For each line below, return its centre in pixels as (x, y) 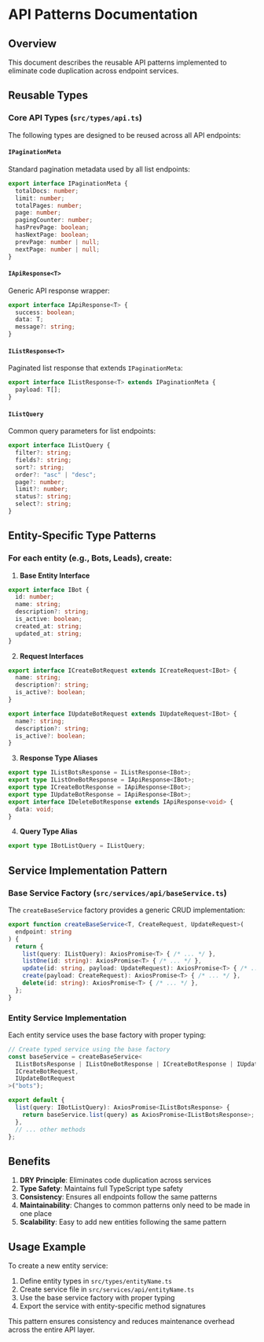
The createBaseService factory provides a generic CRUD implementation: (127, 910)
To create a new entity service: (58, 1266)
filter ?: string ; (44, 453)
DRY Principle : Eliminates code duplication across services (115, 1180)
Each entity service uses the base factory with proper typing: (107, 1035)
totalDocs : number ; (47, 190)
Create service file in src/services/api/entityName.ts (107, 1289)
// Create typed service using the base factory (89, 1049)
